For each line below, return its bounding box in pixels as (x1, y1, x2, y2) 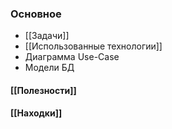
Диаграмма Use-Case (24, 51, 120, 63)
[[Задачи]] (24, 30, 70, 42)
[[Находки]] (10, 107, 63, 119)
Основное (10, 7, 62, 21)
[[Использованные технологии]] (24, 40, 163, 52)
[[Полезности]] (10, 84, 77, 96)
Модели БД (24, 62, 75, 74)
